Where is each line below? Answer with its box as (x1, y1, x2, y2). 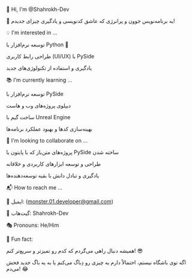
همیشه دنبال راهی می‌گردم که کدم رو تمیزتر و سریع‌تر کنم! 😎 (6, 247, 143, 254)
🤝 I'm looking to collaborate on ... (6, 137, 88, 144)
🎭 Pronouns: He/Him (6, 221, 59, 229)
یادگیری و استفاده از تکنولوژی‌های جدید (6, 64, 92, 72)
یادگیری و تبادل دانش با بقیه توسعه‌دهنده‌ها (6, 172, 100, 179)
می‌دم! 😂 (6, 265, 29, 272)
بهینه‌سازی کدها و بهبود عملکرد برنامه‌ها (6, 125, 93, 132)
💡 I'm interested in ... (6, 29, 58, 36)
